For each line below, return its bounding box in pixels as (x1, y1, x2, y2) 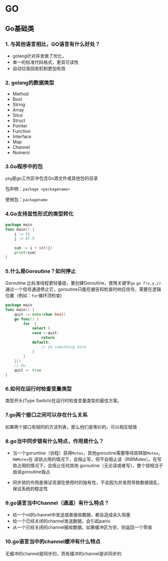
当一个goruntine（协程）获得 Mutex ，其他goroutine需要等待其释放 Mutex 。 (12, 450, 163, 456)
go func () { (14, 317, 39, 322)
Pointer (12, 123, 28, 129)
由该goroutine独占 (12, 469, 50, 475)
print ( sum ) (14, 250, 37, 255)
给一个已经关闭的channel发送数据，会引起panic (12, 518, 111, 524)
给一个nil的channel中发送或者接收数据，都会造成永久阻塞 (12, 512, 131, 518)
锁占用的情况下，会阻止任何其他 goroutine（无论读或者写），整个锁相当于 (12, 462, 163, 468)
